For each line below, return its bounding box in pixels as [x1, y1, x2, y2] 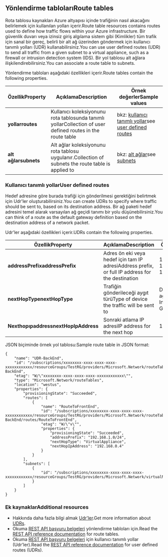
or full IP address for [103, 269, 151, 276]
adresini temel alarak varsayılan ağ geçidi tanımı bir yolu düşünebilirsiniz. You [5, 209, 163, 215]
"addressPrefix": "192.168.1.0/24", [49, 435, 126, 440]
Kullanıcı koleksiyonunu [50, 108, 106, 115]
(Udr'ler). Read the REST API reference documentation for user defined [12, 542, 158, 548]
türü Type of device [103, 296, 148, 303]
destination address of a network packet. [5, 219, 90, 226]
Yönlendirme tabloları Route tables [5, 4, 114, 13]
